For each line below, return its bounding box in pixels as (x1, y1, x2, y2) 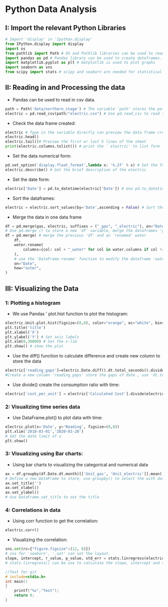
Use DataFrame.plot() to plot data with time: (12, 415, 103, 421)
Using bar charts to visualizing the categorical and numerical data (12, 461, 148, 467)
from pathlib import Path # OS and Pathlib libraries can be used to (5, 51, 153, 56)
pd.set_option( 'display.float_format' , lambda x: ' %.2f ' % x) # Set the (5, 163, 157, 168)
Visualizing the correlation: (12, 537, 68, 543)
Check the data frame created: (12, 120, 76, 126)
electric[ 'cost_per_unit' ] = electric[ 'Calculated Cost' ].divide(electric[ (5, 391, 166, 396)
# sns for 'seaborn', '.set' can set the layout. (5, 551, 111, 556)
